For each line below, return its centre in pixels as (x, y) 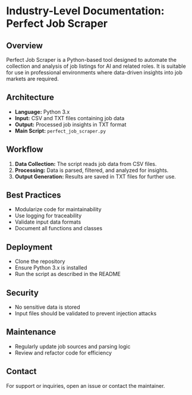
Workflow (25, 150)
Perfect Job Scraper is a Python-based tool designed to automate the (92, 60)
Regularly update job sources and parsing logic (73, 346)
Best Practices (34, 195)
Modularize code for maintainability (58, 209)
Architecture (30, 97)
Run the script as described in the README (67, 274)
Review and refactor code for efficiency (63, 353)
